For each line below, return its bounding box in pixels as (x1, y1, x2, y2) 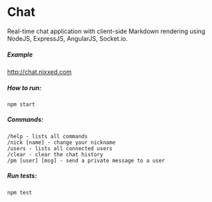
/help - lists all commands (7, 133, 88, 140)
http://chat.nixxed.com (7, 67, 72, 76)
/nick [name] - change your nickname (7, 139, 116, 146)
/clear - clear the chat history (7, 151, 104, 158)
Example (7, 50, 33, 59)
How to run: (7, 84, 41, 92)
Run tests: (7, 172, 37, 180)
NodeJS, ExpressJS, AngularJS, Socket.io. (7, 34, 128, 42)
